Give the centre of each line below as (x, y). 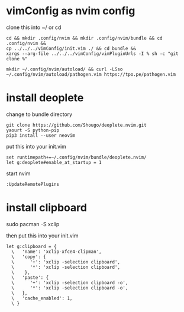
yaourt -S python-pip (33, 130)
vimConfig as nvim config (71, 11)
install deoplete (45, 98)
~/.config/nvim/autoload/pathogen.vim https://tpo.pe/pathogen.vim (91, 74)
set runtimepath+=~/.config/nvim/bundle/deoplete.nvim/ (76, 157)
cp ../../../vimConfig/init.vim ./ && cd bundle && (71, 49)
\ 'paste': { (30, 277)
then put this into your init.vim (42, 236)
